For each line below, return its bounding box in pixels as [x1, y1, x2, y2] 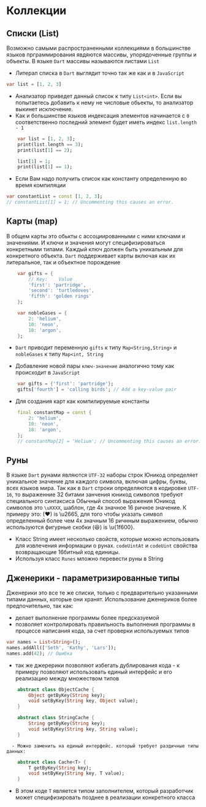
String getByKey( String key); [28, 720, 105, 727]
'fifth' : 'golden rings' [28, 293, 92, 300]
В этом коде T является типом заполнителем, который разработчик [15, 787, 194, 795]
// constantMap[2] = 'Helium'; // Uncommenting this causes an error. [17, 438, 202, 444]
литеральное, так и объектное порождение [6, 259, 121, 266]
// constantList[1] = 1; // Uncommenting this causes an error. [6, 199, 174, 206]
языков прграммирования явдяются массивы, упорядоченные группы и [6, 51, 197, 58]
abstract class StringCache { [17, 715, 95, 721]
